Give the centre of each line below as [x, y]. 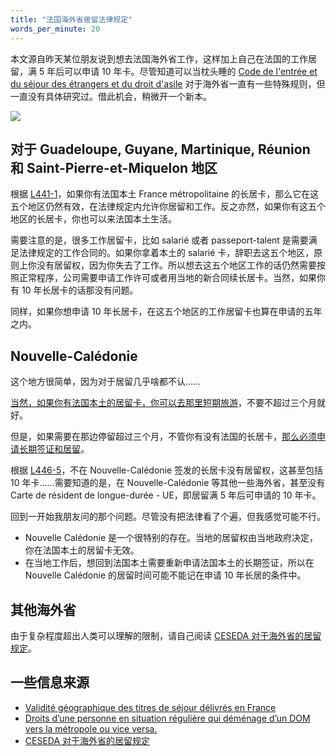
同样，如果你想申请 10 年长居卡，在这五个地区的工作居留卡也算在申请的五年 [166, 312]
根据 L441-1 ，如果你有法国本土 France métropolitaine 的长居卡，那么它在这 [165, 194]
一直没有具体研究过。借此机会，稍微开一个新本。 [111, 96]
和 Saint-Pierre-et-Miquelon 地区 [114, 167]
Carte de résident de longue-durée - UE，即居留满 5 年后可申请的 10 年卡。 [166, 495]
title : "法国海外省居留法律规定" [71, 19]
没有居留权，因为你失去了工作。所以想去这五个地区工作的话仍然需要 [176, 265]
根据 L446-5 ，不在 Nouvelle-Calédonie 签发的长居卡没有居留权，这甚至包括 [167, 470]
